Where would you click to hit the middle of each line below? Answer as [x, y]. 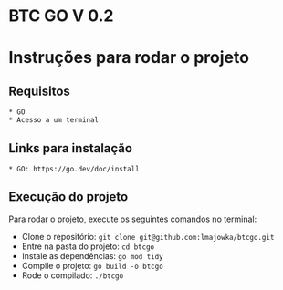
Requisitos [39, 91]
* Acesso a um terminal [54, 120]
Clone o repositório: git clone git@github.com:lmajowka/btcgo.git [148, 236]
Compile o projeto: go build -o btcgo [92, 265]
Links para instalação [71, 148]
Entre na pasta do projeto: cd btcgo [88, 246]
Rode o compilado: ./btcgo [73, 275]
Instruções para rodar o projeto [129, 58]
